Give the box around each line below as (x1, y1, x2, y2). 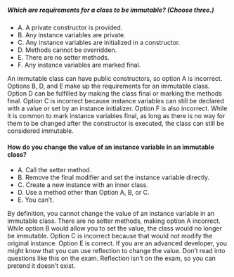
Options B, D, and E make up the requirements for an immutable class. (7, 82, 210, 90)
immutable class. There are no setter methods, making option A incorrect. (7, 217, 221, 225)
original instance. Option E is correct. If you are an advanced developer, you (7, 239, 227, 247)
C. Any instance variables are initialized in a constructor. (17, 38, 181, 46)
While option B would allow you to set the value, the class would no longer (7, 224, 223, 233)
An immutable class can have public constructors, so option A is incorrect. (7, 74, 223, 82)
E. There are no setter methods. (17, 53, 110, 61)
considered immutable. (7, 127, 74, 135)
